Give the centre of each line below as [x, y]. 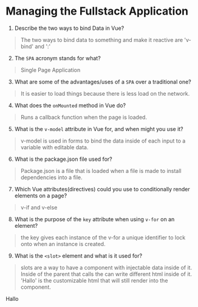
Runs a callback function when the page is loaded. [84, 117]
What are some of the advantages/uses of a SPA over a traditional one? [103, 82]
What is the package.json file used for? [63, 159]
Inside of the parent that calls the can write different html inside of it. [106, 274]
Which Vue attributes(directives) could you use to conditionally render [102, 189]
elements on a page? [41, 196]
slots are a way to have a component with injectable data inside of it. [106, 267]
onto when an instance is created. [63, 244]
